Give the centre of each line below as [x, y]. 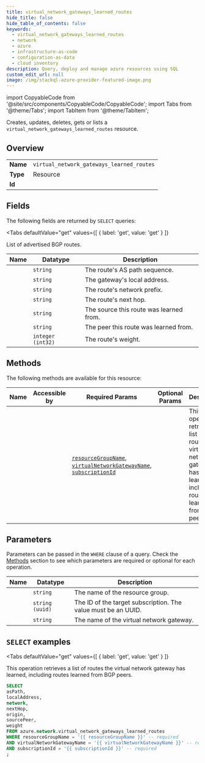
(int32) [44, 342]
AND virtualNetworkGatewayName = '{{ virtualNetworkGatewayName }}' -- [99, 743]
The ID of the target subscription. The [128, 602]
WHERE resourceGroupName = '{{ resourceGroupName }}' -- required [92, 737]
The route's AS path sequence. [129, 269]
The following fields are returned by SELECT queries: [71, 221]
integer [44, 336]
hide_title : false [30, 18]
